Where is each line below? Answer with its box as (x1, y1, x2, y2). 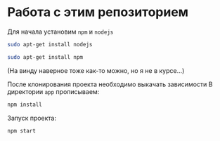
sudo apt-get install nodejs (7, 41, 93, 48)
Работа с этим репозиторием (7, 4, 188, 20)
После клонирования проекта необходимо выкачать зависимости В (7, 80, 213, 88)
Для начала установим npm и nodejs (7, 27, 114, 36)
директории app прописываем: (7, 87, 100, 95)
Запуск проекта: (7, 114, 57, 122)
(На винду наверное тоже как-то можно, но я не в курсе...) (7, 66, 185, 74)
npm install (7, 101, 42, 108)
